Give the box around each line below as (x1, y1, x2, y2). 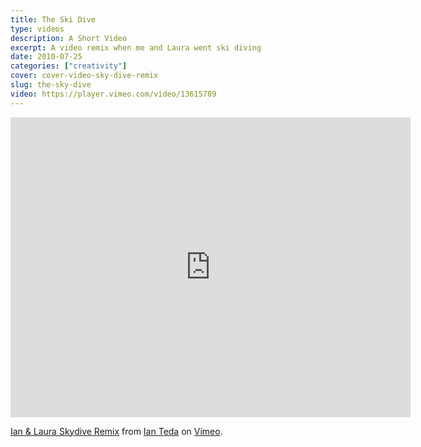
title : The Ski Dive (10, 14, 97, 25)
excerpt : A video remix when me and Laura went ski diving (10, 42, 262, 53)
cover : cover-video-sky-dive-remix (10, 71, 159, 81)
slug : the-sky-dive (10, 80, 92, 90)
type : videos (10, 24, 65, 34)
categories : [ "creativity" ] (10, 61, 128, 71)
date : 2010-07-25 (10, 52, 83, 62)
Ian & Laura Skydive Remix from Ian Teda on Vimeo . (10, 425, 223, 437)
